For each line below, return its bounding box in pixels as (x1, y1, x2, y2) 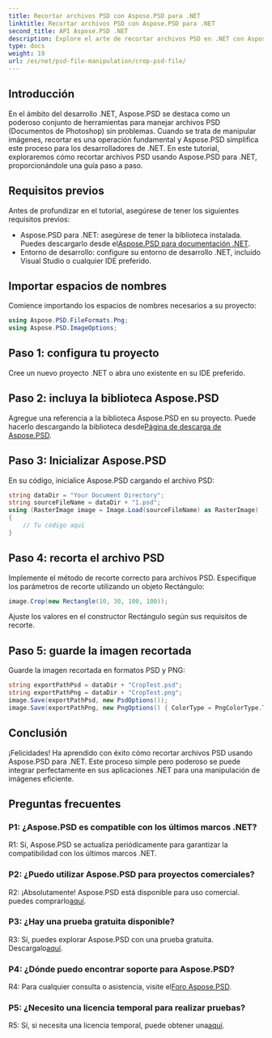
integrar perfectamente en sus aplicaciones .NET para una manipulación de (8, 765, 261, 775)
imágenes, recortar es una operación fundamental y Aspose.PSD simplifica (8, 135, 259, 144)
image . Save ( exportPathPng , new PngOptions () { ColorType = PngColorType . (8, 704, 263, 712)
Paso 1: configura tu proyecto (8, 347, 159, 360)
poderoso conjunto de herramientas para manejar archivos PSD (8, 117, 221, 127)
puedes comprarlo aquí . (8, 896, 87, 906)
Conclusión (8, 726, 68, 740)
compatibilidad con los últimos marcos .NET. (8, 849, 157, 859)
